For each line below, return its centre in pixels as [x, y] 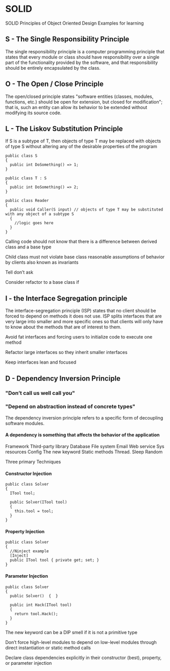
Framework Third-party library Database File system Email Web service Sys [85, 446]
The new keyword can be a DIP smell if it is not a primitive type [71, 632]
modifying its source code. [33, 113]
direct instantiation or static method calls [48, 647]
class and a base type [28, 247]
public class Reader [27, 201]
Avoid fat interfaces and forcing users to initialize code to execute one [79, 337]
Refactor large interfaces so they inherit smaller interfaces [66, 352]
